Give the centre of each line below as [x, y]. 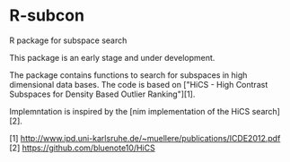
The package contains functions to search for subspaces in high [128, 75]
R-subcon [47, 16]
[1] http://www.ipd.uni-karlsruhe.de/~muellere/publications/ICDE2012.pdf [145, 138]
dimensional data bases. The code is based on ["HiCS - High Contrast [139, 84]
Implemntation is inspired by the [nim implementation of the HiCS [130, 111]
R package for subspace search [68, 40]
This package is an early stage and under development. [112, 57]
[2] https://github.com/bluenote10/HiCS [82, 148]
